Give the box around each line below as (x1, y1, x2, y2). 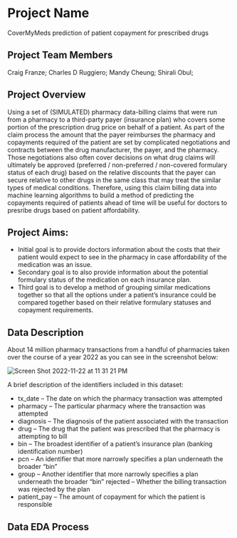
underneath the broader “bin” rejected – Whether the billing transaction (17, 478, 226, 486)
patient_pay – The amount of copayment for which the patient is (17, 492, 206, 501)
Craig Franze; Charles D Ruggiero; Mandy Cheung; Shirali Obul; (7, 68, 194, 76)
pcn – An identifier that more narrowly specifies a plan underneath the (17, 455, 223, 463)
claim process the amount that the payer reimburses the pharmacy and (7, 130, 216, 139)
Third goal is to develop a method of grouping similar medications (17, 283, 211, 292)
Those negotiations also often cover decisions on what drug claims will (7, 153, 216, 162)
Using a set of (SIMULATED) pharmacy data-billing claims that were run (7, 107, 218, 116)
